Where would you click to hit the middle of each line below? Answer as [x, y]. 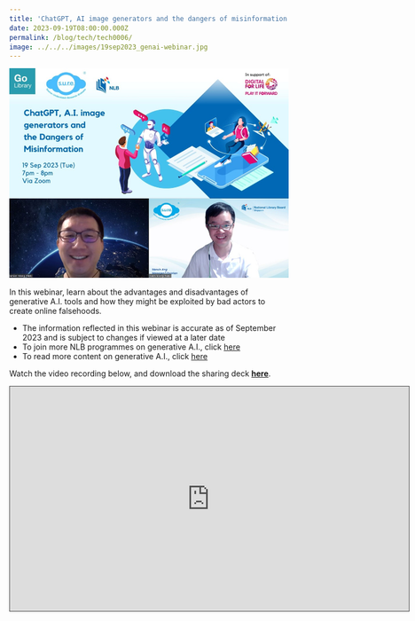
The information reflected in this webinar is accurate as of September [149, 328]
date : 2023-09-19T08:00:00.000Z [69, 28]
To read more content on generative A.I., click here [115, 357]
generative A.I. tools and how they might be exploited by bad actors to [137, 302]
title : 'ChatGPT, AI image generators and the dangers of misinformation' [150, 19]
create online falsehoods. [55, 311]
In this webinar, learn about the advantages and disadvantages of [129, 292]
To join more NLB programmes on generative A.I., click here [131, 347]
